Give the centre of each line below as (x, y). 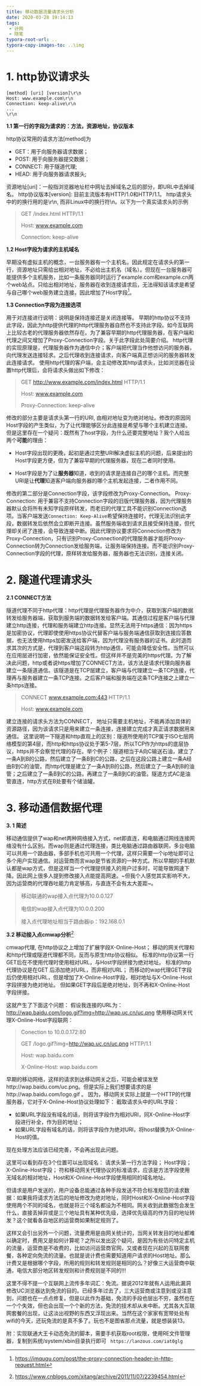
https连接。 (25, 686)
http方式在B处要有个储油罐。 (63, 781)
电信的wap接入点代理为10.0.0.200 (63, 909)
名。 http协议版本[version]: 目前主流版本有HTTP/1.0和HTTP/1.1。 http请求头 (99, 194)
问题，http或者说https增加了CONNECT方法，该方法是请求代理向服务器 (104, 663)
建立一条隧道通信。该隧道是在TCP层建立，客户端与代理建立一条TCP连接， (98, 671)
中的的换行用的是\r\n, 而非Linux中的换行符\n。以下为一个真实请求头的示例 (97, 202)
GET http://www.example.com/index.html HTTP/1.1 (83, 382)
